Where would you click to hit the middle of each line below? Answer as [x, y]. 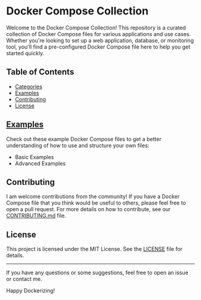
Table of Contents [40, 72]
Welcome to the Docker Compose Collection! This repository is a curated [96, 28]
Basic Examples [34, 157]
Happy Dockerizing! [31, 291]
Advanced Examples [40, 163]
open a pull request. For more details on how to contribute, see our [89, 209]
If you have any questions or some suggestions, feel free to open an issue [97, 273]
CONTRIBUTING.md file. [36, 216]
